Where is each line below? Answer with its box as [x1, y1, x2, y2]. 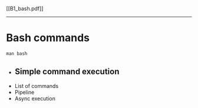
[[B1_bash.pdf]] [6, 5, 44, 12]
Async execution [14, 94, 56, 102]
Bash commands [6, 31, 90, 45]
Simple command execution [14, 67, 120, 77]
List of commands [14, 82, 59, 89]
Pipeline [14, 89, 35, 96]
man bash [6, 50, 28, 57]
